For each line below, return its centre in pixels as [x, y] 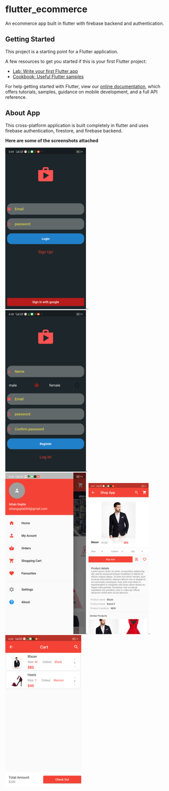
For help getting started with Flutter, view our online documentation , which [83, 86]
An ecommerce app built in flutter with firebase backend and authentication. [85, 23]
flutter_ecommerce [46, 9]
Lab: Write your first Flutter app [45, 71]
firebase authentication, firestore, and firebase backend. [64, 131]
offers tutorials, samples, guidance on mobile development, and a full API [81, 92]
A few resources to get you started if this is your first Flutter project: [76, 61]
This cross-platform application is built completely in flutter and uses [77, 125]
